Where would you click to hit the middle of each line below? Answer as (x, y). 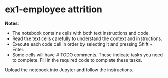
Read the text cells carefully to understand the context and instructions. (87, 38)
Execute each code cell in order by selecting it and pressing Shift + (82, 44)
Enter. (18, 49)
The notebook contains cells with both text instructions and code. (81, 33)
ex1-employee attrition (54, 9)
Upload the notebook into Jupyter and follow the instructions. (69, 70)
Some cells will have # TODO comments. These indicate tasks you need (88, 55)
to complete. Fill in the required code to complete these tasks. (77, 60)
